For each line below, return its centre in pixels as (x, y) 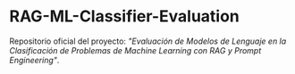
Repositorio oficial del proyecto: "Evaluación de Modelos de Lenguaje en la (148, 41)
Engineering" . (34, 60)
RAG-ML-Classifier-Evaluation (124, 16)
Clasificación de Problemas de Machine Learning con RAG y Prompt (135, 50)
